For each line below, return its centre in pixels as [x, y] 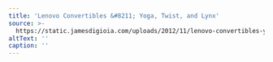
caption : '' [28, 46]
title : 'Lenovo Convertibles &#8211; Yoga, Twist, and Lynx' [114, 16]
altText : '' [28, 38]
